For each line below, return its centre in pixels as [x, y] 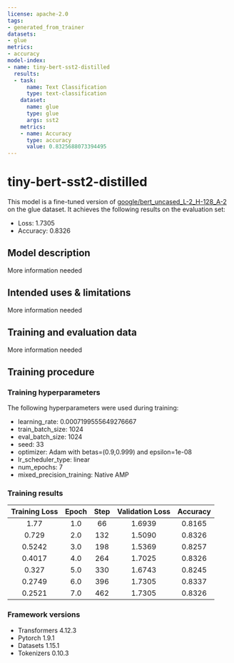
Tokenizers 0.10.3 [43, 653]
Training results [35, 493]
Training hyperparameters [54, 392]
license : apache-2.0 [38, 14]
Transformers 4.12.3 [47, 630]
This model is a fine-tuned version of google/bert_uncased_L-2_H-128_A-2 [117, 202]
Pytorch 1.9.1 [36, 638]
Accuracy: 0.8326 [44, 231]
